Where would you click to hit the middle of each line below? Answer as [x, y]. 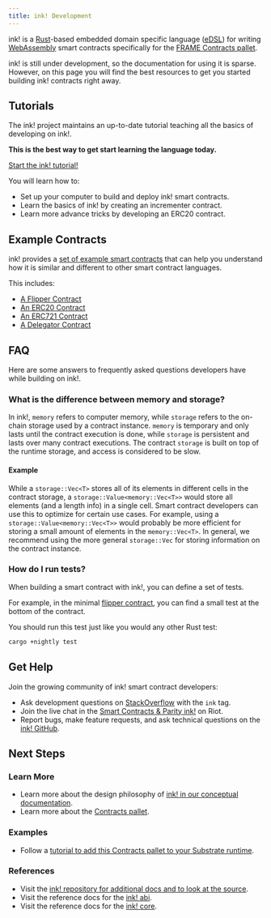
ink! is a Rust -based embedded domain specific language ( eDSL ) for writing [135, 39]
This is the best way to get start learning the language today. [112, 150]
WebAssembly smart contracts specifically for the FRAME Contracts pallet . [133, 47]
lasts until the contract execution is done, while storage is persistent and [129, 434]
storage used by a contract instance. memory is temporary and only [138, 425]
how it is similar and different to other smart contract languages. [115, 267]
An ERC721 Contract [54, 316]
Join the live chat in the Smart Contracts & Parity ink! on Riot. [122, 711]
